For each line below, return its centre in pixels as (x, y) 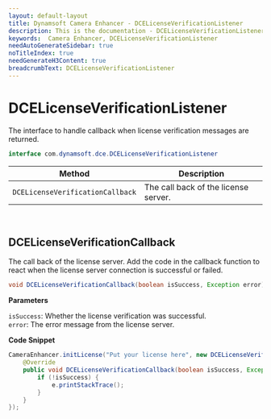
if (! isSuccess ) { (68, 377)
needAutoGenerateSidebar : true (61, 46)
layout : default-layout (48, 16)
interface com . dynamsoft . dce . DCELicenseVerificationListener (113, 154)
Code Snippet (32, 340)
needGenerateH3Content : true (57, 61)
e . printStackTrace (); (88, 385)
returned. (24, 139)
